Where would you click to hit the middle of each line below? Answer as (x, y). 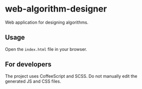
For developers (28, 65)
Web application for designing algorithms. (47, 22)
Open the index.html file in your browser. (46, 49)
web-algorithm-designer (56, 9)
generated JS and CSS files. (33, 81)
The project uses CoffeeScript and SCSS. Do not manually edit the (71, 76)
